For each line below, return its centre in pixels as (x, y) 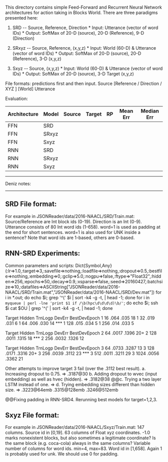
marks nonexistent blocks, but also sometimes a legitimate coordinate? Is (80, 438)
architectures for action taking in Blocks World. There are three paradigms (81, 13)
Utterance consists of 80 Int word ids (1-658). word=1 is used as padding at (83, 227)
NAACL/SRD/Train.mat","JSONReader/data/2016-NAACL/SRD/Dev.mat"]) (80, 292)
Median (150, 111)
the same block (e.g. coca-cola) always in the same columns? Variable (78, 443)
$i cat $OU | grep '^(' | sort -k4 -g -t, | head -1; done (59, 308)
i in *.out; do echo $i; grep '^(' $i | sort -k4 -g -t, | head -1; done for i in (77, 297)
